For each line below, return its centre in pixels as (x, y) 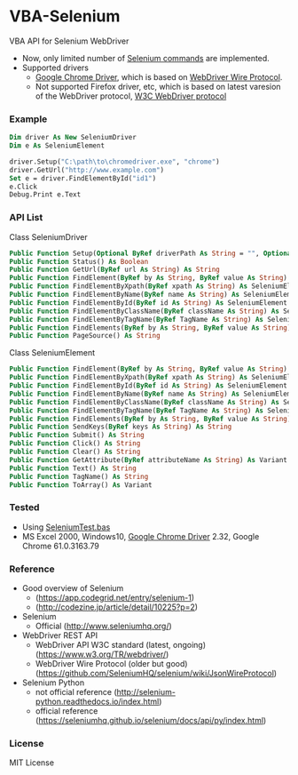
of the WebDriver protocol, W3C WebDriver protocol (131, 96)
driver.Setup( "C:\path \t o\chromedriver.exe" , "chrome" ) (114, 162)
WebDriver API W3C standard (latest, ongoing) (121, 645)
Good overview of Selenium (73, 588)
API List (26, 218)
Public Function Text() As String (73, 468)
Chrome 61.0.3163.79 (60, 546)
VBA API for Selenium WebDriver (69, 41)
